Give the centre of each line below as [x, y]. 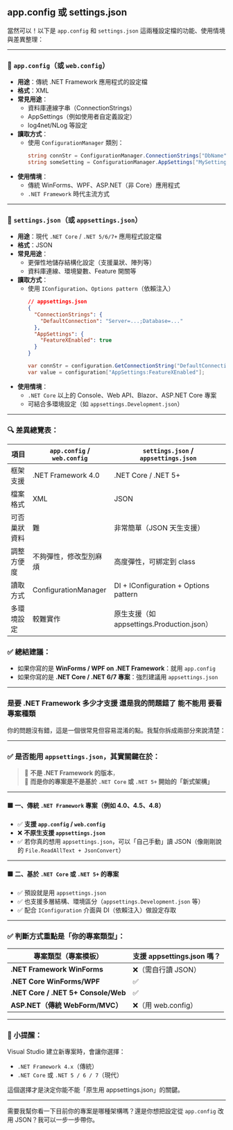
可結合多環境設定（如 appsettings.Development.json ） [105, 404]
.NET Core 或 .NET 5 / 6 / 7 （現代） [70, 1074]
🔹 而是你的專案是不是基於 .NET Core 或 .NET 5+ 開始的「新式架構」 [119, 781]
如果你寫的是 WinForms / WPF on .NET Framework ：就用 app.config [116, 668]
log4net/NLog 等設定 [58, 125]
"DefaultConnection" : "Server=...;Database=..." [112, 321]
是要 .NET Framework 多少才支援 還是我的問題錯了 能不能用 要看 [115, 704]
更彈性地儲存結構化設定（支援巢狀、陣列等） [92, 263]
